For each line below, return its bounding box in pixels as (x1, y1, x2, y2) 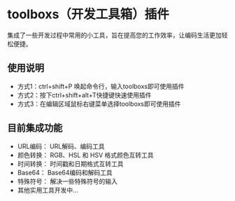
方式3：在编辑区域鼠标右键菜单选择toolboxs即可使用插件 (17, 99, 181, 108)
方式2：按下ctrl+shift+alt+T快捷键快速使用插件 (17, 90, 152, 99)
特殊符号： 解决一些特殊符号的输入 (17, 176, 117, 186)
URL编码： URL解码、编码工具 (17, 141, 105, 151)
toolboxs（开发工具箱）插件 (7, 6, 170, 22)
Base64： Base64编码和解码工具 (17, 168, 113, 176)
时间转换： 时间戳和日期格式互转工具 (17, 159, 124, 168)
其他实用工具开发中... (17, 186, 78, 194)
